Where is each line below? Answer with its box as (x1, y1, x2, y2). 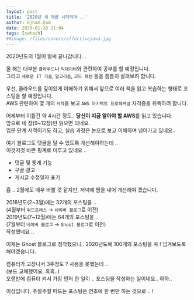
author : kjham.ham (6, 19, 51, 25)
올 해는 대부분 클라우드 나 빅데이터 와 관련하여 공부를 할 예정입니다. (6, 65, 150, 72)
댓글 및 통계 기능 (14, 159, 53, 166)
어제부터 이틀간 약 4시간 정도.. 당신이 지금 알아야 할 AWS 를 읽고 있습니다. (6, 112, 173, 119)
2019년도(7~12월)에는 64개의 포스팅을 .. (6, 214, 99, 220)
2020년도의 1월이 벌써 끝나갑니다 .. (6, 53, 86, 59)
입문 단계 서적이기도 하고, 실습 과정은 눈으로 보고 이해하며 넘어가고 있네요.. (6, 127, 176, 134)
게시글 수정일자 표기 (14, 174, 60, 181)
